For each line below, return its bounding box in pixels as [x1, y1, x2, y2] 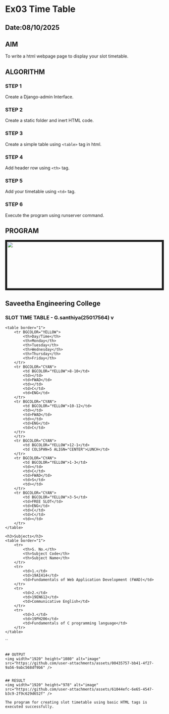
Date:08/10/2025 [5, 23, 60, 32]
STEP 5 [5, 177, 23, 184]
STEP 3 [5, 130, 23, 137]
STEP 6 [5, 201, 23, 208]
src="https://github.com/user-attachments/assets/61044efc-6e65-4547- [5, 687, 154, 692]
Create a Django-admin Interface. [5, 94, 74, 100]
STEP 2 [5, 106, 23, 113]
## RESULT [5, 678, 26, 683]
